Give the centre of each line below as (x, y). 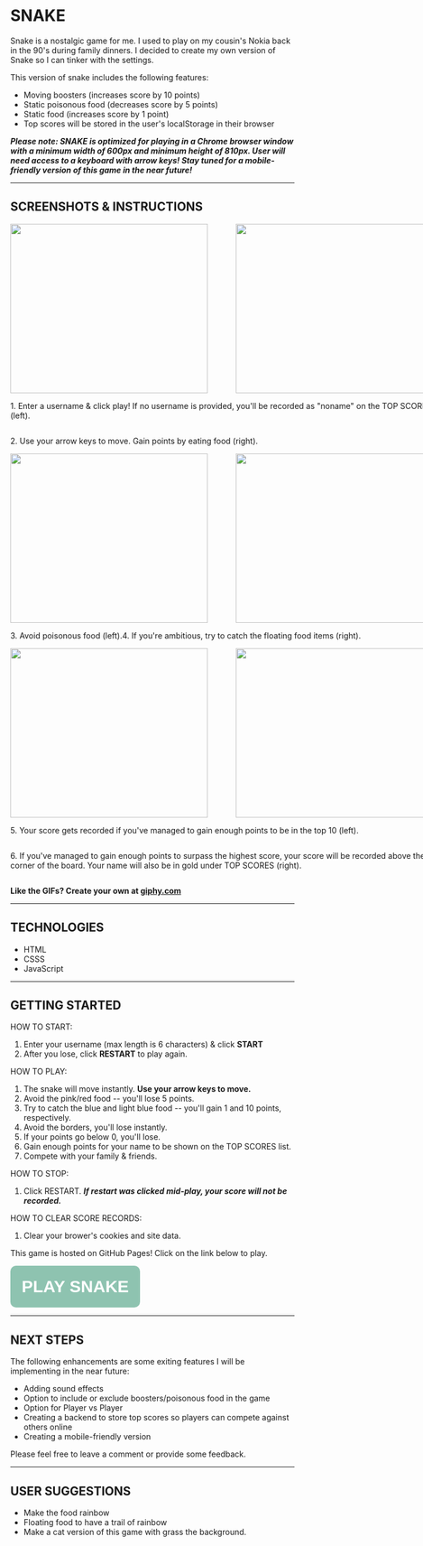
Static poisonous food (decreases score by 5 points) (121, 104)
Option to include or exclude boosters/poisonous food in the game (147, 1398)
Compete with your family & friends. (90, 1156)
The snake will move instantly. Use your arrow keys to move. (137, 1089)
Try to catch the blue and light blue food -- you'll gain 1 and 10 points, (152, 1108)
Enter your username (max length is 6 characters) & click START (143, 1045)
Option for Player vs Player (73, 1408)
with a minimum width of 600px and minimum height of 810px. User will (148, 151)
